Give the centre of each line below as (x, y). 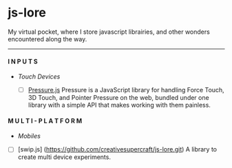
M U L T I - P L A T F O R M (45, 120)
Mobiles (29, 136)
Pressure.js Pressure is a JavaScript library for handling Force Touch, (126, 90)
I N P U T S (23, 61)
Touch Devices (39, 76)
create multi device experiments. (64, 157)
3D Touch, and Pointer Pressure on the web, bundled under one (118, 98)
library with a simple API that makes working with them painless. (119, 105)
